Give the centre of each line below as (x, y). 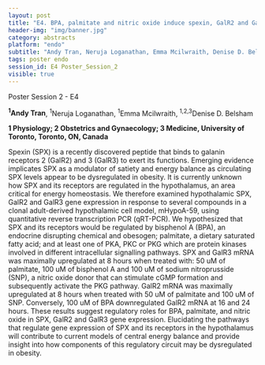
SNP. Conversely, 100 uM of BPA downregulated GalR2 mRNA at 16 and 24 (129, 303)
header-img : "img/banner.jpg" (58, 30)
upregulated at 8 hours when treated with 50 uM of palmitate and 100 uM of (131, 294)
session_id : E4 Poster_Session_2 (63, 67)
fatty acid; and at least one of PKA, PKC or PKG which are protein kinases (127, 244)
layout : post (30, 15)
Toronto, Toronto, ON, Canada (58, 137)
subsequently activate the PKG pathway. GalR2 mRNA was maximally (121, 286)
